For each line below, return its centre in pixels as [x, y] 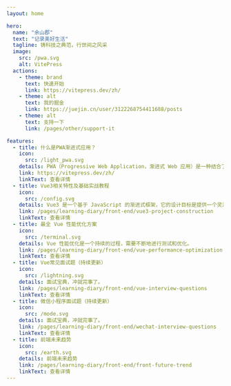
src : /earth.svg [48, 352]
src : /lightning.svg [54, 276]
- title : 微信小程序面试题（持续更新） [63, 301]
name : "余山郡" [33, 32]
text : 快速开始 [44, 83]
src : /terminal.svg [52, 237]
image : [22, 52]
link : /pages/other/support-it [70, 128]
